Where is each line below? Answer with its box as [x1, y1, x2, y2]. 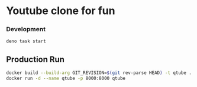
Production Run [6, 54, 65, 64]
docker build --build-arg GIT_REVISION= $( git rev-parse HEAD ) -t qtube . [6, 70, 192, 76]
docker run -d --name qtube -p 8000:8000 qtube [6, 75, 126, 82]
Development [6, 25, 46, 34]
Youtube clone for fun [6, 4, 115, 18]
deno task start [6, 38, 46, 45]
